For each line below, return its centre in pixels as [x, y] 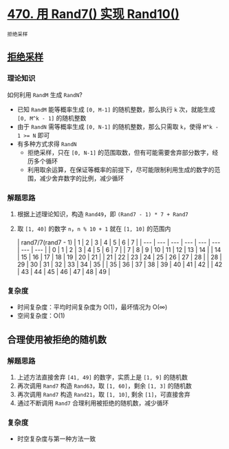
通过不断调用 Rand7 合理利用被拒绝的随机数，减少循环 [93, 403]
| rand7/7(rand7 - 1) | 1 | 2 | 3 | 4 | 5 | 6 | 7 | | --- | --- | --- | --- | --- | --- [119, 242]
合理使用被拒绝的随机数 [57, 339]
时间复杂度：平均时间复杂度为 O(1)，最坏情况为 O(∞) [92, 307]
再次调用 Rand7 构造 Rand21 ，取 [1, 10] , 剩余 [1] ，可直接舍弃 [103, 394]
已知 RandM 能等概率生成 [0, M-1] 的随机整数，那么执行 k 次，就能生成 [116, 109]
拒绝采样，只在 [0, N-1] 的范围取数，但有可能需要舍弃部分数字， [120, 152]
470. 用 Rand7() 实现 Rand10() [94, 14]
